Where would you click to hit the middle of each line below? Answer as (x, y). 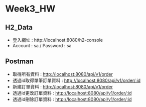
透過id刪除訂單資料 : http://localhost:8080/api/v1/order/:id (72, 99)
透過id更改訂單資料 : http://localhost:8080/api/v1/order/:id (72, 93)
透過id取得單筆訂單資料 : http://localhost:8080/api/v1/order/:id (77, 80)
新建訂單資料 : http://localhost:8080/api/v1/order (62, 86)
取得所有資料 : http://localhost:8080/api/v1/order (62, 74)
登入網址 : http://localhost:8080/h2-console (57, 40)
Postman (20, 62)
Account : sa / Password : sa (42, 45)
